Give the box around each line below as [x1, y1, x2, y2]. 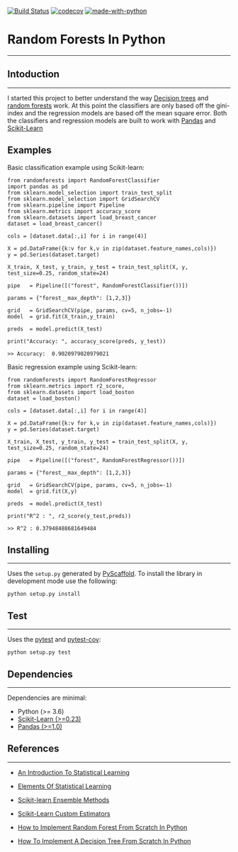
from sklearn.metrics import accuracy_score [7, 207, 141, 215]
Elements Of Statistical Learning [17, 782, 112, 790]
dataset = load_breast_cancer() [7, 220, 103, 227]
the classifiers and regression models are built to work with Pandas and [7, 116, 216, 125]
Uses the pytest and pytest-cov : [7, 635, 101, 644]
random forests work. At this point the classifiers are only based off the [7, 101, 215, 110]
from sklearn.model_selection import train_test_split [7, 189, 173, 196]
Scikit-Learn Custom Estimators [17, 809, 111, 817]
